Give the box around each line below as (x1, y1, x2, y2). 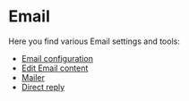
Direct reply (21, 81, 65, 92)
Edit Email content (21, 63, 89, 73)
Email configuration (21, 53, 93, 63)
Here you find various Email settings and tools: (8, 36, 180, 46)
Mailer (21, 72, 46, 82)
